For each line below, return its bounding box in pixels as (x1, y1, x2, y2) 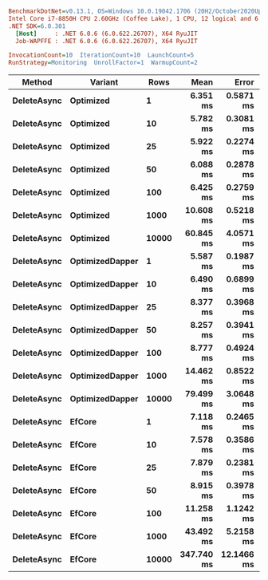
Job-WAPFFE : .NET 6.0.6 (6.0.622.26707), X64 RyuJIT (15, 37, 198, 45)
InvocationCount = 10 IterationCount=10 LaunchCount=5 (8, 51, 195, 60)
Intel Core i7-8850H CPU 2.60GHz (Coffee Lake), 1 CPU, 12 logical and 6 (8, 14, 259, 22)
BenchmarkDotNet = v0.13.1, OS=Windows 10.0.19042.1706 (8, 7, 191, 15)
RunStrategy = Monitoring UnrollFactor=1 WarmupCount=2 (8, 59, 198, 67)
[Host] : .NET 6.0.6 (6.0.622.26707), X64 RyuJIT (15, 30, 198, 37)
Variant (89, 77, 119, 88)
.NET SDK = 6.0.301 (8, 22, 66, 30)
